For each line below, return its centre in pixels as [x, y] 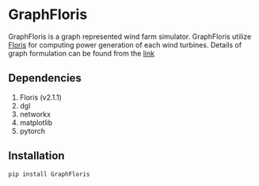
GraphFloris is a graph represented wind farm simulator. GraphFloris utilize [130, 36]
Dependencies [45, 78]
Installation [36, 156]
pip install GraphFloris [49, 174]
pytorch [32, 131]
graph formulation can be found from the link [82, 53]
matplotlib [36, 122]
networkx [35, 114]
